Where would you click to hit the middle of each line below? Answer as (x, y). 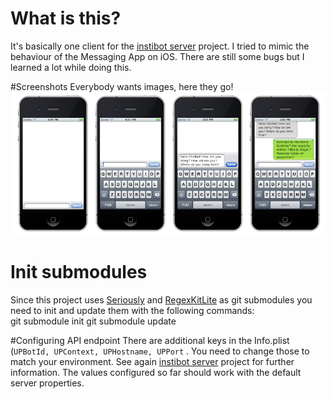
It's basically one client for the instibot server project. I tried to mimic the (160, 46)
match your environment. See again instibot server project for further (152, 362)
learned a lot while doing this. (71, 67)
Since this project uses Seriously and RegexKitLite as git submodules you (161, 300)
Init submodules (79, 272)
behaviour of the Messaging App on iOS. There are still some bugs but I (157, 56)
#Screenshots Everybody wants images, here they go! (122, 86)
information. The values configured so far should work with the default (156, 373)
